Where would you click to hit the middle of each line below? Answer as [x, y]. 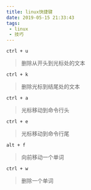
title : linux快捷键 [29, 12]
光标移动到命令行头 [45, 110]
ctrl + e [17, 122]
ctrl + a [17, 98]
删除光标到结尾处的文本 [50, 87]
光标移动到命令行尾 [45, 134]
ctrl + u [17, 51]
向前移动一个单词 [42, 157]
